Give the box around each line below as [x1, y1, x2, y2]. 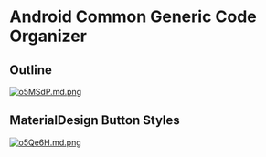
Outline [9, 62, 52, 78]
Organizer [9, 26, 87, 47]
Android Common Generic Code [9, 6, 258, 27]
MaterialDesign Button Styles [9, 112, 180, 129]
